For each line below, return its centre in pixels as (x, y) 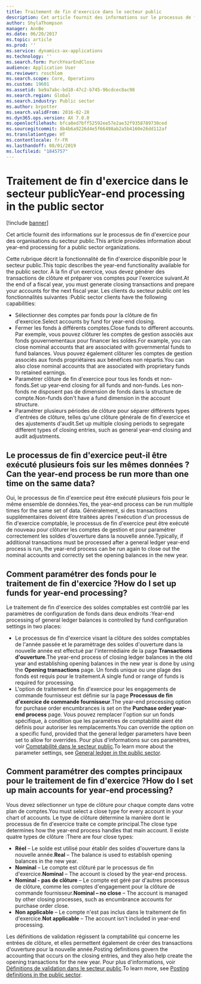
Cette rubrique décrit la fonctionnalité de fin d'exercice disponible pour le (97, 259)
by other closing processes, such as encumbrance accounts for (93, 899)
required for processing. (45, 683)
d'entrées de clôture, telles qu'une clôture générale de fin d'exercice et (102, 417)
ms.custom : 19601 (28, 85)
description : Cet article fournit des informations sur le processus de (99, 17)
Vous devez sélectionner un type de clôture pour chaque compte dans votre (100, 805)
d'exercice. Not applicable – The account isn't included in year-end (98, 918)
